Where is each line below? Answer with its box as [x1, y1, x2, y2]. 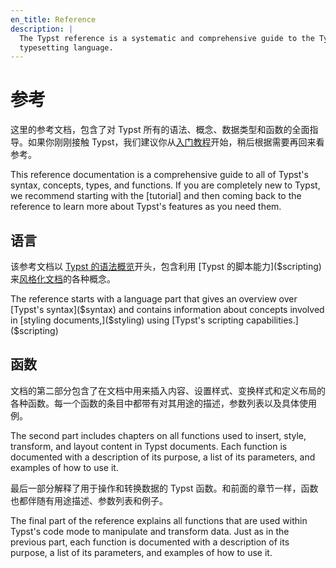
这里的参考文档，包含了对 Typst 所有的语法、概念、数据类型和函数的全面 [10, 124, 310, 136]
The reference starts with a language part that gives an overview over [10, 293, 298, 305]
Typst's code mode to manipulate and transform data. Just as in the [10, 525, 290, 537]
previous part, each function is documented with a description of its [10, 536, 290, 548]
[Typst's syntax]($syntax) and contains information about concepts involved [10, 304, 325, 315]
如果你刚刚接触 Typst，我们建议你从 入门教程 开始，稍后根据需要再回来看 [27, 136, 325, 148]
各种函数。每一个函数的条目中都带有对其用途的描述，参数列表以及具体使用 [10, 397, 317, 409]
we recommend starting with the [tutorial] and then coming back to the [10, 190, 302, 202]
